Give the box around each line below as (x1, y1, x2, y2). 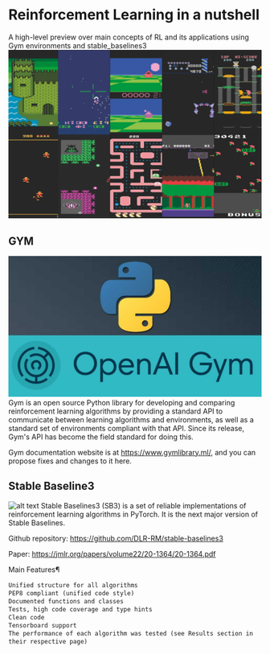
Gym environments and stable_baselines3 (8, 40, 147, 50)
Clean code (8, 613, 45, 621)
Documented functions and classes (8, 597, 125, 605)
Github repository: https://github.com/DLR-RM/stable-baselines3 (8, 533, 223, 543)
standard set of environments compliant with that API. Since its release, (8, 423, 245, 433)
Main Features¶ (8, 565, 60, 574)
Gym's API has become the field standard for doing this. (8, 432, 194, 442)
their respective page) (8, 637, 88, 645)
